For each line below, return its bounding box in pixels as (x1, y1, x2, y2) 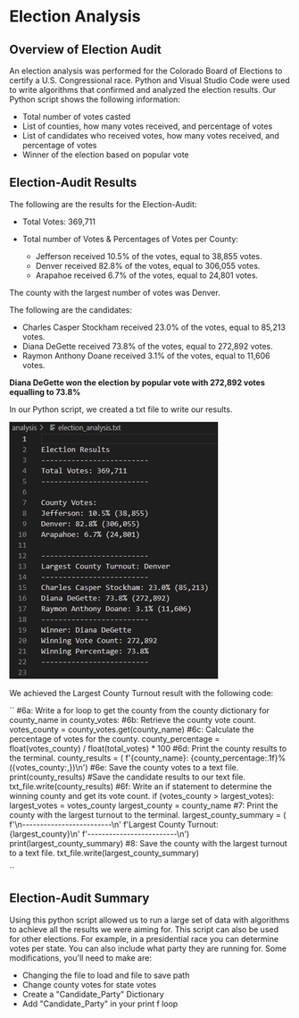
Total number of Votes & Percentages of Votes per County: (21, 233, 239, 244)
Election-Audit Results (9, 175, 137, 190)
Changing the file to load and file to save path (21, 970, 190, 980)
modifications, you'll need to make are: (9, 952, 152, 963)
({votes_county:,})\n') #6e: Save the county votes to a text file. (9, 761, 239, 772)
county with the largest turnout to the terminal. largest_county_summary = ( (9, 809, 287, 820)
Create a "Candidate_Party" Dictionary (21, 989, 165, 999)
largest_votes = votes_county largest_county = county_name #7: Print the (9, 800, 278, 811)
